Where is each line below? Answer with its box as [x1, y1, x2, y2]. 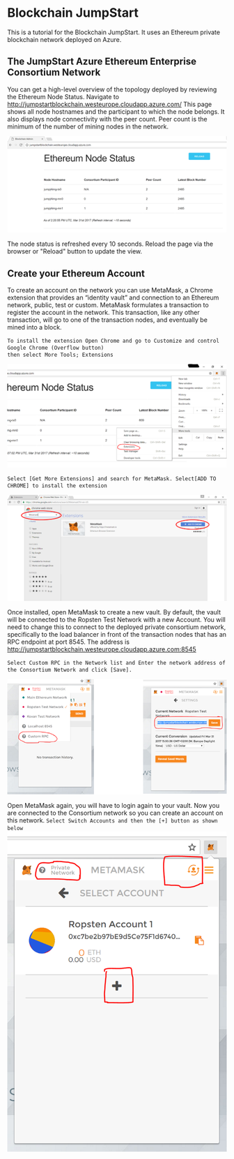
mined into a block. [7, 323, 62, 332]
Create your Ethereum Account [7, 267, 145, 279]
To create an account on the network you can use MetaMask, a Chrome [7, 286, 214, 295]
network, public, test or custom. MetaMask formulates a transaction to [7, 301, 209, 309]
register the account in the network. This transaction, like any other [7, 309, 200, 317]
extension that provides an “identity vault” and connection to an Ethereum [7, 293, 219, 302]
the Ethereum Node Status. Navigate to [7, 92, 120, 101]
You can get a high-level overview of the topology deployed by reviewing [7, 85, 217, 94]
